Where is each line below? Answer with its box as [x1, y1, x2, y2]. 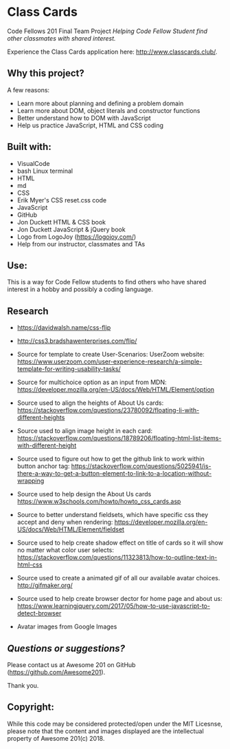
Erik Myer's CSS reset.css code [16, 196, 107, 204]
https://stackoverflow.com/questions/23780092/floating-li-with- [16, 406, 200, 414]
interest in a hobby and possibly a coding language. [7, 285, 153, 293]
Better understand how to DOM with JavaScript [16, 114, 151, 122]
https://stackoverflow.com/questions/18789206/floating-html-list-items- [16, 434, 222, 443]
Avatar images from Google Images [16, 622, 117, 631]
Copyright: [7, 701, 55, 713]
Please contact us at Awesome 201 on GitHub [7, 661, 136, 668]
